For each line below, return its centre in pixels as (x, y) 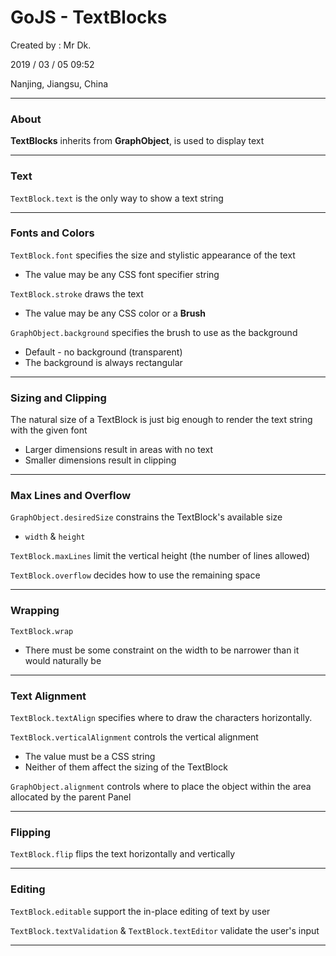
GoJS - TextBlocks (89, 17)
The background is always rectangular (103, 362)
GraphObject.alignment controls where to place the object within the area (161, 787)
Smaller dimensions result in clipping (100, 460)
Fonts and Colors (52, 233)
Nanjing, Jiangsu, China (59, 83)
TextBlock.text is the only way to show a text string (117, 198)
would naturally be (63, 660)
